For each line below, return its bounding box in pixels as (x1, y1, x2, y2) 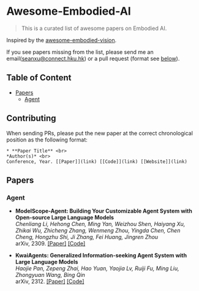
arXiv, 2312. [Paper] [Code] (15, 278, 84, 285)
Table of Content (6, 72, 72, 83)
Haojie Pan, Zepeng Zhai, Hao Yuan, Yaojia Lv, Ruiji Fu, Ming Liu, (15, 265, 179, 272)
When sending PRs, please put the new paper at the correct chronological (6, 129, 193, 137)
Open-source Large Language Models (15, 214, 115, 221)
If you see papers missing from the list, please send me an (6, 48, 154, 56)
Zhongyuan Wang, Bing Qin (15, 271, 86, 279)
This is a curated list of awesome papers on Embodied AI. (21, 25, 167, 32)
